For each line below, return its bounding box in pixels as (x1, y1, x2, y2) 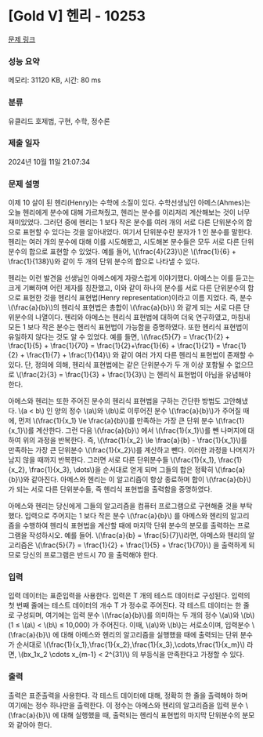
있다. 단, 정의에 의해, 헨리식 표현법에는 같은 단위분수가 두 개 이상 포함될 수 (8, 360, 233, 369)
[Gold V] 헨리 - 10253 (8, 7, 146, 25)
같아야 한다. (16, 720, 52, 729)
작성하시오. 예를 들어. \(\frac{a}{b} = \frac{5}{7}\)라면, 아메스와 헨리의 (28, 531, 247, 540)
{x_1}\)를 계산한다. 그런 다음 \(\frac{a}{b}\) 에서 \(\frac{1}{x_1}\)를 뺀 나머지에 (8, 426, 247, 435)
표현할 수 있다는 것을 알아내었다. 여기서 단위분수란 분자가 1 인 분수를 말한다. (22, 227, 253, 237)
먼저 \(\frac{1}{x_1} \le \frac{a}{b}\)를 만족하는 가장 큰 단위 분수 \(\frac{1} (18, 416, 245, 426)
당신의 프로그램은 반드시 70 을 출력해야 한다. (22, 550, 158, 560)
